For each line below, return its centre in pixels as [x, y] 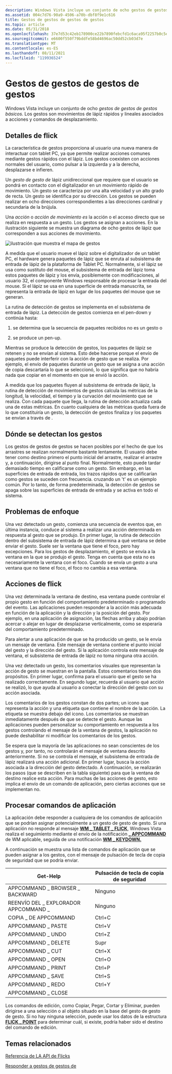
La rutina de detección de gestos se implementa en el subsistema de [78, 307]
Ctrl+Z [103, 935]
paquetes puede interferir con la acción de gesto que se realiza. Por [77, 359]
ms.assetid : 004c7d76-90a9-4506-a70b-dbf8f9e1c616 [60, 15]
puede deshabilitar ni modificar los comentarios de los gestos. [71, 735]
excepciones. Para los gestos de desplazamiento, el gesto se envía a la [80, 551]
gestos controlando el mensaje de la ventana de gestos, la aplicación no [81, 730]
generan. [15, 297]
